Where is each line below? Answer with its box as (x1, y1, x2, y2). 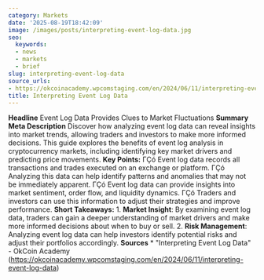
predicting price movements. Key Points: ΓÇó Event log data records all (8, 155, 240, 165)
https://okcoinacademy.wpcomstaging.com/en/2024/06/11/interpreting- (10, 255, 244, 264)
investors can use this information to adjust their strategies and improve (8, 197, 240, 206)
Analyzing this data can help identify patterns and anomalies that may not (8, 172, 247, 181)
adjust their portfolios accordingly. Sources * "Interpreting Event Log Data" (8, 238, 251, 248)
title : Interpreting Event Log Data (8, 92, 128, 100)
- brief (15, 63, 41, 71)
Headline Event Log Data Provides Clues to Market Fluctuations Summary (8, 113, 249, 122)
